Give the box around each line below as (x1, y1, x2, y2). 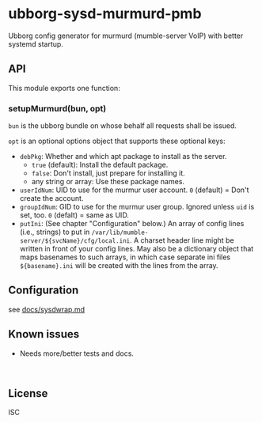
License (8, 387, 48, 400)
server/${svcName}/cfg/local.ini (19, 237, 131, 245)
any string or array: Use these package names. (31, 177, 184, 187)
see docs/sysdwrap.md (8, 304, 85, 314)
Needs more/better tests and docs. (19, 349, 135, 358)
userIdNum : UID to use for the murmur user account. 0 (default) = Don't (19, 185, 249, 195)
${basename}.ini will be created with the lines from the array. (19, 261, 219, 270)
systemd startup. (8, 39, 63, 48)
